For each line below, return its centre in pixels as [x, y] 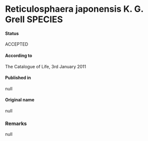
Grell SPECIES [34, 19]
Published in [18, 78]
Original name [20, 100]
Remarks [16, 123]
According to [19, 56]
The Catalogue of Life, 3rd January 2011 [45, 66]
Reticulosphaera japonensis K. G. [74, 9]
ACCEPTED [17, 44]
